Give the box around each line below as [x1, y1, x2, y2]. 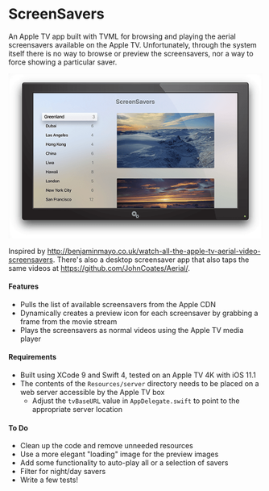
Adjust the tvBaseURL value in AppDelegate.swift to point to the [31, 396, 240, 406]
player [19, 334, 42, 343]
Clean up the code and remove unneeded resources [19, 441, 193, 451]
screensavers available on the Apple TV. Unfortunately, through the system [8, 40, 258, 49]
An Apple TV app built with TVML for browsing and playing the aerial [8, 31, 236, 41]
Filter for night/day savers [19, 467, 106, 476]
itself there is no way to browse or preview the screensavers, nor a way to [8, 48, 254, 58]
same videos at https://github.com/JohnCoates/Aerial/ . [8, 263, 191, 273]
